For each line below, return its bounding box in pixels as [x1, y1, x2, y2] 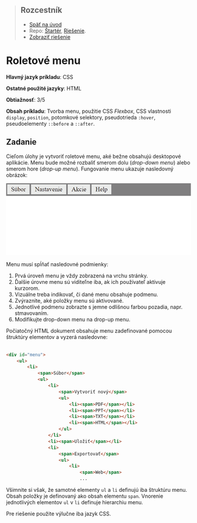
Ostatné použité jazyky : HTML [6, 85, 82, 92]
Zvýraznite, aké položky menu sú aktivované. [14, 297, 124, 304]
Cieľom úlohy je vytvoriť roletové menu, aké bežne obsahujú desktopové [6, 153, 181, 160]
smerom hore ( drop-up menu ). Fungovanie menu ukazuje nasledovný [6, 165, 174, 172]
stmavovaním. [14, 309, 49, 317]
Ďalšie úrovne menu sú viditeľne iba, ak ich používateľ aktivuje [14, 278, 166, 285]
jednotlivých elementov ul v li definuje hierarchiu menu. [6, 499, 144, 506]
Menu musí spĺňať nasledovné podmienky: [6, 260, 108, 267]
